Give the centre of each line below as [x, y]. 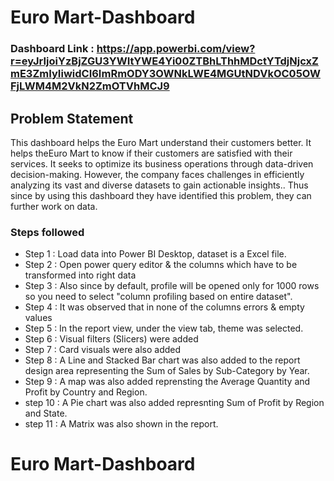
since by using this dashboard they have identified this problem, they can [161, 195]
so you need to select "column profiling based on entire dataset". [158, 297]
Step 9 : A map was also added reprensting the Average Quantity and [167, 382]
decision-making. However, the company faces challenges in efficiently [157, 174]
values [38, 318]
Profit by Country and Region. [86, 392]
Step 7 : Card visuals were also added [103, 350]
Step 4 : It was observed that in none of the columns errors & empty [164, 307]
